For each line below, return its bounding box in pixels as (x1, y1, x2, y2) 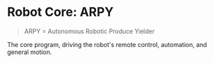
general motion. (7, 48, 52, 56)
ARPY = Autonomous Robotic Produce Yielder (23, 27, 155, 35)
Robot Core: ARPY (7, 4, 114, 20)
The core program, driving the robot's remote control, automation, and (7, 40, 207, 48)
